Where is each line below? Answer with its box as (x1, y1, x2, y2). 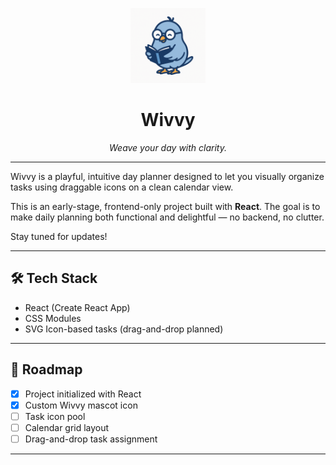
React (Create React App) (24, 301, 131, 313)
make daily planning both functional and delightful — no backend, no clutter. (10, 211, 325, 223)
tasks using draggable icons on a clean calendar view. (10, 181, 234, 193)
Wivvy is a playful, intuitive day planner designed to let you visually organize (10, 170, 325, 182)
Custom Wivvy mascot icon (24, 399, 138, 411)
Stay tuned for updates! (10, 230, 108, 242)
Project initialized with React (24, 388, 142, 400)
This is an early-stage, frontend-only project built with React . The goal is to (10, 200, 321, 212)
